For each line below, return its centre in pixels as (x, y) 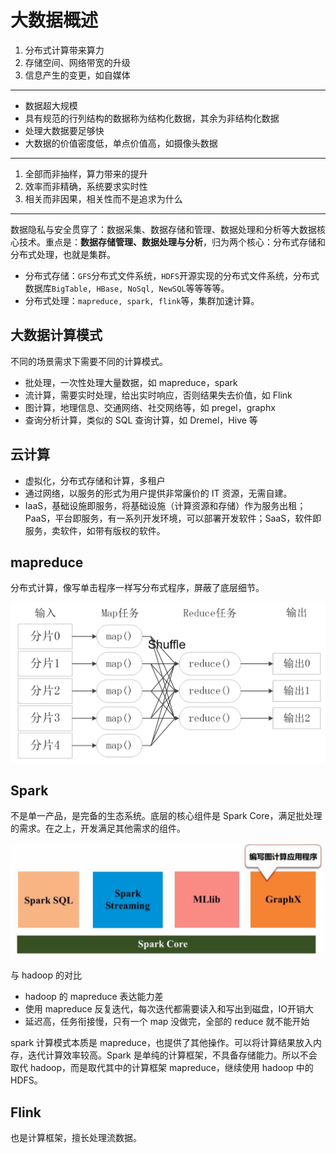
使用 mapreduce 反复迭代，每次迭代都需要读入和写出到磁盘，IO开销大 (169, 1009)
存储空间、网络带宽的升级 (77, 62)
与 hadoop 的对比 (46, 975)
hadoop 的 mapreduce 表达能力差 (94, 997)
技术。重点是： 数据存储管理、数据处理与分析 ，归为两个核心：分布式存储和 (172, 242)
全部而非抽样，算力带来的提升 (86, 173)
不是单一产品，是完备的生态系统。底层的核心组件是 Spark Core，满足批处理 (166, 816)
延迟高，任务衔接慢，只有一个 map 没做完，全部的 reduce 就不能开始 (167, 1022)
